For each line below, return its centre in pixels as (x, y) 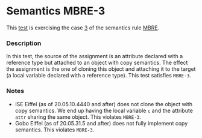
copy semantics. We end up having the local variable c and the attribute (104, 110)
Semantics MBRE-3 (56, 11)
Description (24, 43)
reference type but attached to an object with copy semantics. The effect (97, 63)
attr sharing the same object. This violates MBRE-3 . (78, 117)
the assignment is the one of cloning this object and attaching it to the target (101, 69)
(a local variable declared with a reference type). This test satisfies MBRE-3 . (99, 76)
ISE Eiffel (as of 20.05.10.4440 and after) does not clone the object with (104, 104)
